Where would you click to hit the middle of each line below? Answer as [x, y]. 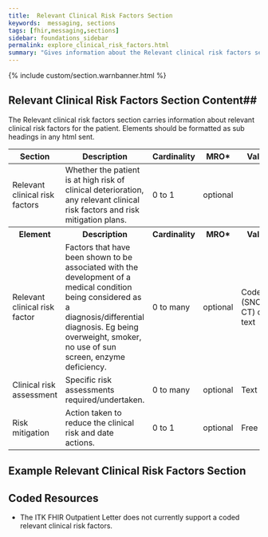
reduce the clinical [99, 422]
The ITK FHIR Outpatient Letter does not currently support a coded [130, 517]
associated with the [102, 267]
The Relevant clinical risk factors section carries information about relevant [132, 120]
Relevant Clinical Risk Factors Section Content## [133, 101]
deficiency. [86, 366]
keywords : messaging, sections [62, 23]
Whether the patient [102, 170]
